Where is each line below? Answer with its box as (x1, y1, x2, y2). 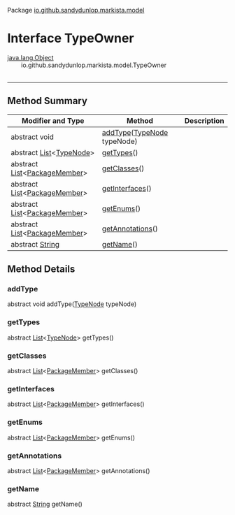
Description (184, 115, 225, 125)
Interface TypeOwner (7, 31, 134, 46)
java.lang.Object (7, 53, 54, 61)
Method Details (7, 263, 76, 275)
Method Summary (7, 95, 87, 107)
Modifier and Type (21, 115, 85, 125)
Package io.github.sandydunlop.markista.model (7, 6, 145, 14)
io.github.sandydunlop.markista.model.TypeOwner (20, 61, 166, 69)
